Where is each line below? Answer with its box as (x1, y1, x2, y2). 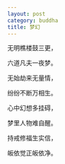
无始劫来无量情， (7, 74, 57, 82)
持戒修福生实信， (7, 134, 57, 142)
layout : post (7, 10, 46, 18)
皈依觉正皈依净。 (7, 149, 57, 158)
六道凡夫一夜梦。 (7, 59, 57, 67)
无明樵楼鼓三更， (7, 44, 57, 52)
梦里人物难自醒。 (7, 119, 57, 127)
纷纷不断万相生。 (7, 89, 57, 98)
